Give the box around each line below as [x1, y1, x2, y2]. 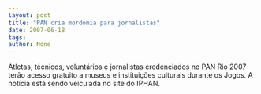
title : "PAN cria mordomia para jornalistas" [8, 19, 160, 27]
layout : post [8, 11, 51, 20]
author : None [8, 41, 51, 49]
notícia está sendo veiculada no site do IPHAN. [8, 79, 160, 89]
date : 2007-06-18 [8, 26, 65, 34]
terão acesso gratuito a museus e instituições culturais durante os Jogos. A [8, 70, 254, 80]
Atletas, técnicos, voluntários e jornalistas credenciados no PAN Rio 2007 [8, 62, 247, 71]
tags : [8, 33, 26, 42]
